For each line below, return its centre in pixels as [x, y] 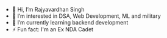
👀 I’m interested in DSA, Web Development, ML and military [87, 16]
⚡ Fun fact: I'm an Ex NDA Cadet [52, 29]
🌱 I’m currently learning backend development [70, 22]
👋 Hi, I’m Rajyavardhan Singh [48, 9]
